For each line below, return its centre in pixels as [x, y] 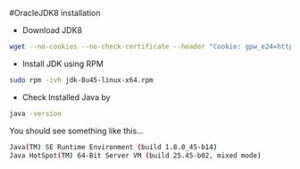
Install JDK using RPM [63, 63]
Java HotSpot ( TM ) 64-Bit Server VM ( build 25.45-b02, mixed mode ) [135, 156]
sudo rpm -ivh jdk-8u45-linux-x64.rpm [81, 80]
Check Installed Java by [66, 97]
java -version [36, 114]
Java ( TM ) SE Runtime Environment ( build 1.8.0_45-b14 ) [113, 147]
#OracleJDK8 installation [55, 13]
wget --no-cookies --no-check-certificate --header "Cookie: [125, 46]
